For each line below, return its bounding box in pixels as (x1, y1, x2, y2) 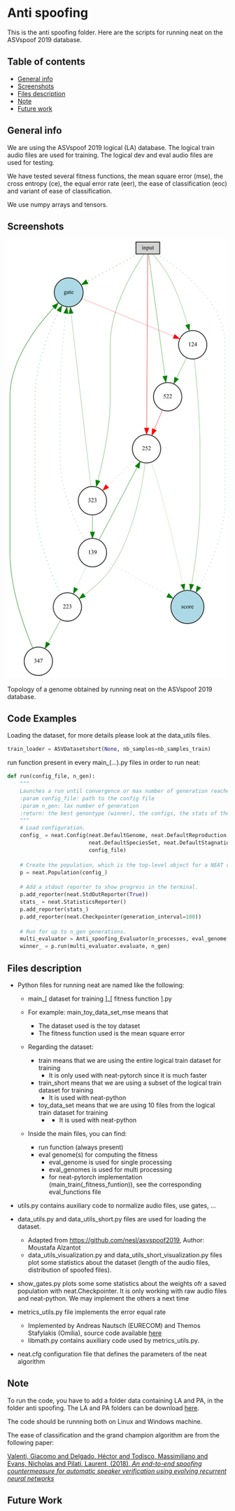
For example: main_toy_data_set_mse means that (27, 1008, 169, 1017)
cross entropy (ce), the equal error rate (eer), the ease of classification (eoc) (7, 179, 227, 187)
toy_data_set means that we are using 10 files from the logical (38, 1101, 215, 1109)
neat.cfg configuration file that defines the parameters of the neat (17, 1350, 208, 1358)
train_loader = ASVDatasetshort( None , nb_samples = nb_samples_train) (7, 745, 211, 753)
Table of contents (7, 56, 85, 68)
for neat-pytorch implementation (48, 1173, 143, 1181)
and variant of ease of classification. (7, 187, 113, 195)
